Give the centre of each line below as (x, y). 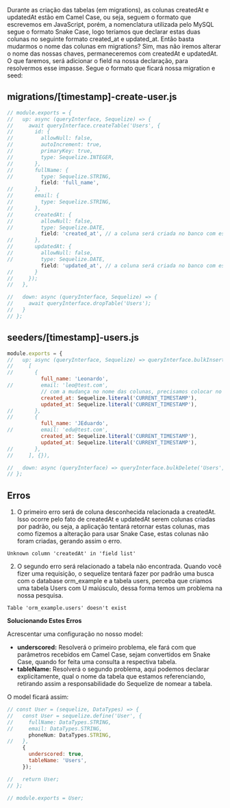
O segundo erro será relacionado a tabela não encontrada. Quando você (119, 566)
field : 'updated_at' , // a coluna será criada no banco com (128, 266)
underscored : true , (56, 754)
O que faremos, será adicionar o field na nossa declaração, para (98, 61)
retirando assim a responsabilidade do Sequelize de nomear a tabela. (115, 684)
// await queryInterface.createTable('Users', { (84, 125)
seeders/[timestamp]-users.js (73, 338)
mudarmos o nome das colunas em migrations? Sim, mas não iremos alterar (114, 46)
